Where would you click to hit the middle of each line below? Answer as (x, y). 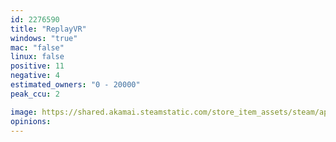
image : (24, 112)
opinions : (31, 121)
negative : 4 (35, 76)
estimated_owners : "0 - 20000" (75, 85)
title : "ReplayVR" (48, 29)
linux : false (37, 57)
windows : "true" (44, 38)
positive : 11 (37, 66)
